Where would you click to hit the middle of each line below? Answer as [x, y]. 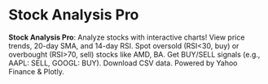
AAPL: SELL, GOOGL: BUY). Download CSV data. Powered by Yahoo [123, 63]
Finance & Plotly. [37, 71]
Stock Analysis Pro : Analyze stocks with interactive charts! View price [127, 37]
